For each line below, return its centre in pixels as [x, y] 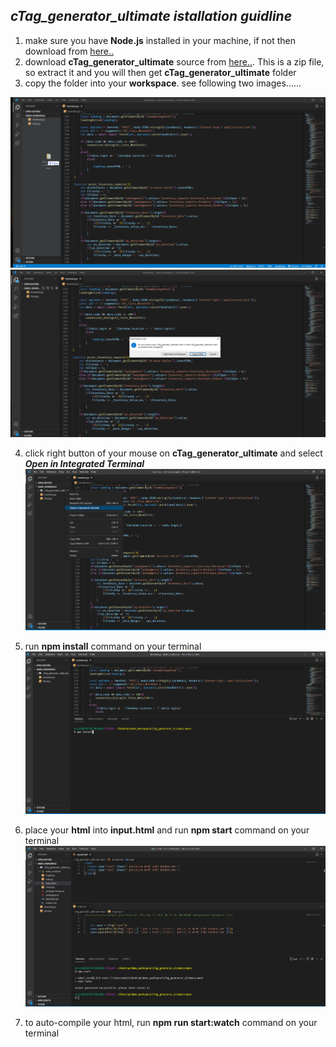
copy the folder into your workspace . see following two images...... [163, 83]
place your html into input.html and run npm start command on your [167, 830]
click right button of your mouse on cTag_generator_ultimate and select [173, 453]
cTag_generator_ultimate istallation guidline [151, 16]
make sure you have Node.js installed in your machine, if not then [160, 40]
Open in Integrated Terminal [84, 464]
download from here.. [69, 51]
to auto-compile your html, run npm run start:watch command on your [171, 1023]
